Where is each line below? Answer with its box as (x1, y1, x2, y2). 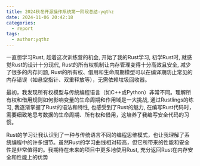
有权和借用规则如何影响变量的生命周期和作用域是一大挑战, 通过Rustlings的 (6, 96, 189, 103)
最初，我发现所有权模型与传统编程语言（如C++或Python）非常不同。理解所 (6, 89, 192, 96)
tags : (6, 31, 20, 37)
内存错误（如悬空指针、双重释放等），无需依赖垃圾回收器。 (6, 76, 150, 83)
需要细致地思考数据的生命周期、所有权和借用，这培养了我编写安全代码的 (6, 111, 184, 118)
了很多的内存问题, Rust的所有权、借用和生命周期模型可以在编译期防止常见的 (6, 69, 193, 75)
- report (11, 25, 33, 32)
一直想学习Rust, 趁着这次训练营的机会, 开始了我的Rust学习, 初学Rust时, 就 (6, 54, 187, 60)
